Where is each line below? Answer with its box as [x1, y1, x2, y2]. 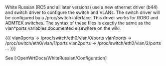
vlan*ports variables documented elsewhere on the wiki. [5, 25, 121, 31]
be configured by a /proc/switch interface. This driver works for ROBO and [5, 15, 159, 20]
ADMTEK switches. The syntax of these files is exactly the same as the [5, 20, 151, 26]
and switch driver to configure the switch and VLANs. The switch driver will [5, 9, 160, 15]
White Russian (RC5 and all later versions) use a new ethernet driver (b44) [5, 4, 158, 10]
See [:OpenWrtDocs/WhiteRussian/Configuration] [5, 55, 107, 61]
